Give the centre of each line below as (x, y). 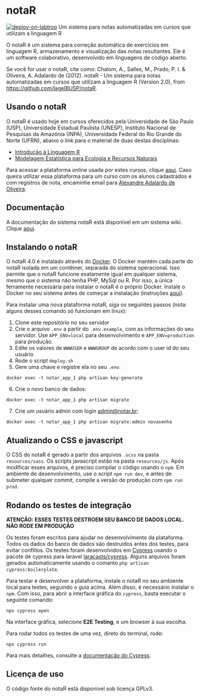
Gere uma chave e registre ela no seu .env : (68, 367)
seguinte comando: (30, 600)
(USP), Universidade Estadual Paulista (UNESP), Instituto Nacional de (91, 127)
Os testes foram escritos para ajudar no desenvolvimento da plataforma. (95, 537)
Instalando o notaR (42, 247)
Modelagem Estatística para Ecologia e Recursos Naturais (86, 158)
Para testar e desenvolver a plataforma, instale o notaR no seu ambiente (95, 581)
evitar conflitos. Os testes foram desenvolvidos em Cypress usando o (92, 550)
